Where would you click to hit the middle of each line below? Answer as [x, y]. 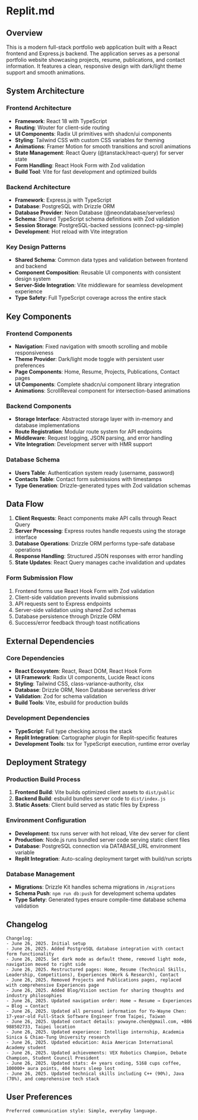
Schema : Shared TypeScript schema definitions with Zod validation [97, 219]
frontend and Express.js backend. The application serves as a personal [93, 54]
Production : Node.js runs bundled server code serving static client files [102, 839]
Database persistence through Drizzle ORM [68, 616]
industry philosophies [34, 995]
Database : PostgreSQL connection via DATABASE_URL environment [98, 846]
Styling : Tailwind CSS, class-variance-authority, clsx [79, 684]
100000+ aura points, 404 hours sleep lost [61, 1068]
